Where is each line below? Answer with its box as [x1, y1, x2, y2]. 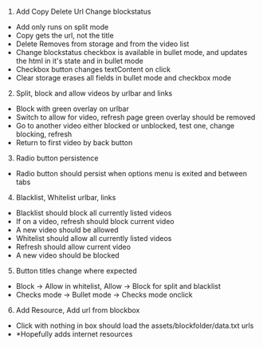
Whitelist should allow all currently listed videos [15, 234, 172, 243]
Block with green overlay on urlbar [15, 104, 129, 113]
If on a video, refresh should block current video [15, 217, 175, 226]
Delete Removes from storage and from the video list [15, 39, 190, 49]
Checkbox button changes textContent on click [15, 65, 171, 74]
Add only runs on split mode [15, 22, 109, 31]
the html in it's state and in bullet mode [15, 56, 143, 65]
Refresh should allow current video [15, 243, 131, 251]
